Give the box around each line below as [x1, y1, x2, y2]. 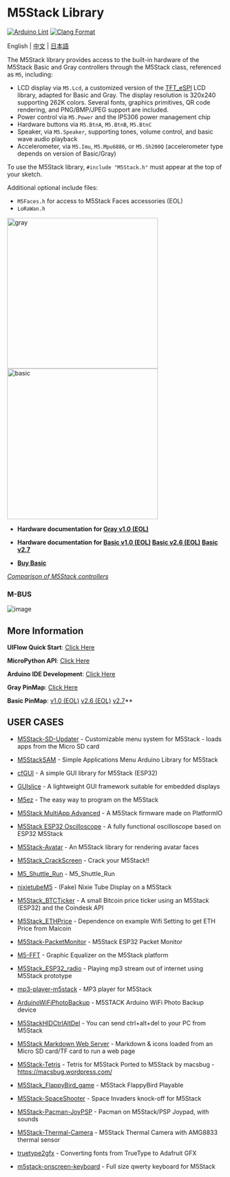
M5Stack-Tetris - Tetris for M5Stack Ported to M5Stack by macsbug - [17, 1060, 215, 1068]
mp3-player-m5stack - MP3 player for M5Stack [17, 985, 152, 993]
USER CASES [7, 716, 64, 728]
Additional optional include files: [7, 183, 98, 191]
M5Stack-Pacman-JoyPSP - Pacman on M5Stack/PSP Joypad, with [17, 1107, 209, 1116]
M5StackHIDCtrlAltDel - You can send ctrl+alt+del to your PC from [17, 1019, 207, 1027]
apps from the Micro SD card [17, 742, 100, 750]
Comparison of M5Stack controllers [7, 572, 109, 580]
